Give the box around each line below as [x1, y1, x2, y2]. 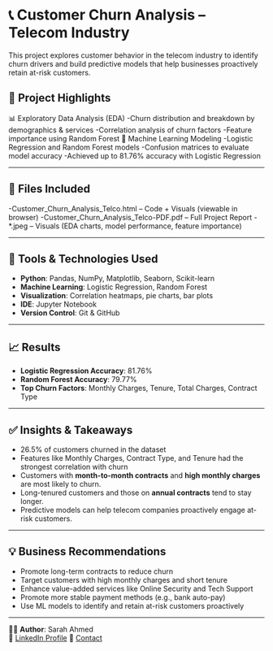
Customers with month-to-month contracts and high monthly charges [19, 471, 261, 480]
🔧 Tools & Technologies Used [8, 252, 158, 266]
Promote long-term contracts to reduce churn [19, 566, 174, 576]
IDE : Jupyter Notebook [19, 299, 97, 310]
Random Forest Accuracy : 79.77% [19, 375, 137, 384]
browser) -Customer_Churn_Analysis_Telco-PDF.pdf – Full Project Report [8, 212, 253, 222]
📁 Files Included [8, 182, 91, 196]
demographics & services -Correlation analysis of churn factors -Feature [8, 124, 252, 135]
